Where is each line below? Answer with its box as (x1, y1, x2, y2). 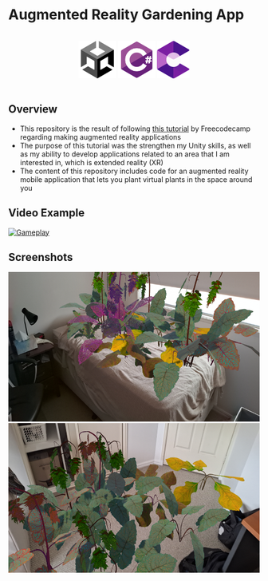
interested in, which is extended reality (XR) (19, 157, 164, 167)
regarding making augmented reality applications (19, 132, 182, 141)
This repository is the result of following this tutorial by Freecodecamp (19, 124, 251, 133)
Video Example (8, 206, 85, 220)
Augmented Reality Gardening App (8, 6, 245, 24)
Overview (8, 102, 58, 117)
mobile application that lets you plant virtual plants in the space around (19, 174, 253, 184)
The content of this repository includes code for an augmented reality (19, 166, 249, 176)
